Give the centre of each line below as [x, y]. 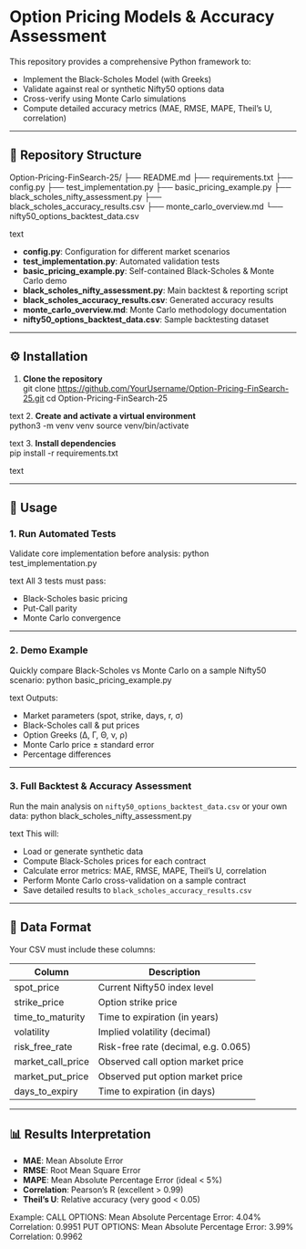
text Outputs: [34, 698]
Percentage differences [67, 754]
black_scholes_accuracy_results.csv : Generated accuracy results [148, 299]
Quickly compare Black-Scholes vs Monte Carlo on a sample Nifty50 [138, 670]
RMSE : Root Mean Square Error [82, 1170]
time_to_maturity [50, 1017]
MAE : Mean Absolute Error [73, 1160]
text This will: [34, 834]
